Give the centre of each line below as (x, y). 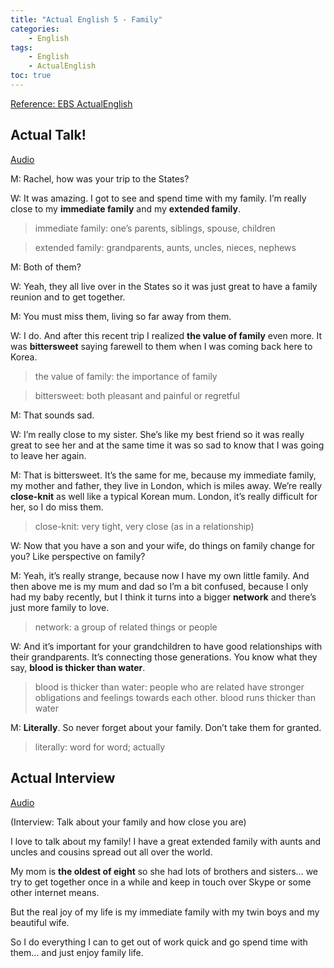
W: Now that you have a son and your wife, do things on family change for (163, 545)
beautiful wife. (40, 922)
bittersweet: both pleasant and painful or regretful (137, 395)
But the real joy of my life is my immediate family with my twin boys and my (165, 912)
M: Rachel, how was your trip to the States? (100, 178)
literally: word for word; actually (100, 747)
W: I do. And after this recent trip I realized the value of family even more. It (166, 335)
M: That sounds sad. (52, 415)
